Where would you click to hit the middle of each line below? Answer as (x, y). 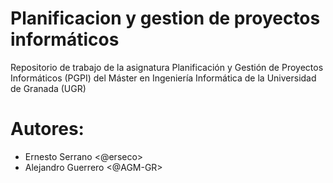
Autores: (47, 129)
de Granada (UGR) (48, 88)
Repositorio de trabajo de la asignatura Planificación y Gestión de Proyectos (167, 67)
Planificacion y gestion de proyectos (165, 18)
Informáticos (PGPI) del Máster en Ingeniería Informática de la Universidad (163, 78)
